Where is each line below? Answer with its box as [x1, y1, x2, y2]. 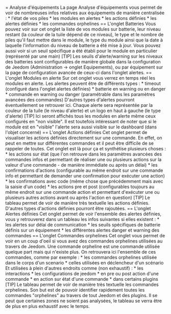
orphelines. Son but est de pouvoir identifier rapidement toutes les [5, 287, 145, 293]
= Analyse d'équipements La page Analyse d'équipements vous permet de [5, 5, 162, 10]
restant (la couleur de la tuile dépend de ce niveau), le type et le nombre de [5, 32, 164, 37]
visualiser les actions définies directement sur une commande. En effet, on [5, 135, 162, 141]
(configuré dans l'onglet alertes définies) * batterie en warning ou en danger [5, 86, 166, 92]
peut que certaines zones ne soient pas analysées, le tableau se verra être [5, 298, 162, 304]
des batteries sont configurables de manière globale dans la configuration [5, 59, 161, 64]
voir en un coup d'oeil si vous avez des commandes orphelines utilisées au [5, 238, 163, 244]
